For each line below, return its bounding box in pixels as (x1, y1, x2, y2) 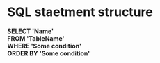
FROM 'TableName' (7, 34, 65, 42)
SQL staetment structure (7, 4, 153, 20)
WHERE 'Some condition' (7, 42, 82, 50)
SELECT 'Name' (7, 27, 54, 35)
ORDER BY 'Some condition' (7, 49, 90, 57)
